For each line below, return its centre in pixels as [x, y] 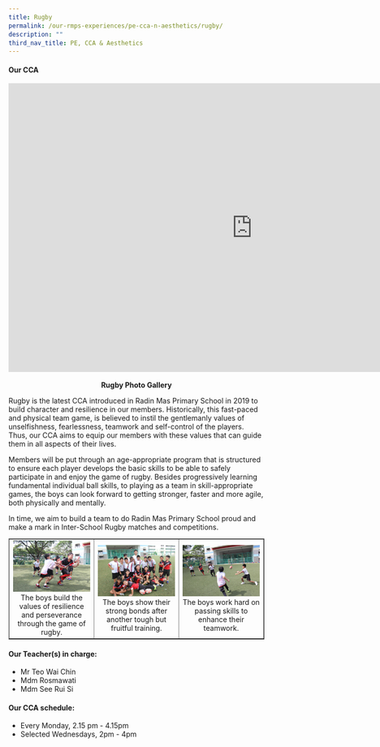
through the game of [52, 624]
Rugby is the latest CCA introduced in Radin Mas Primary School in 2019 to [133, 401]
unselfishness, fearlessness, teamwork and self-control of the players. [126, 427]
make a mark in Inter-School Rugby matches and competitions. [114, 527]
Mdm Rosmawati [48, 680]
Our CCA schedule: [42, 707]
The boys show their [136, 602]
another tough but [136, 619]
